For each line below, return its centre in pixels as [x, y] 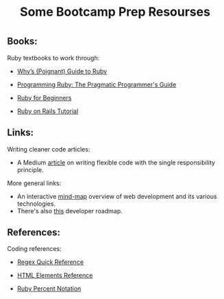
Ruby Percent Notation [49, 289]
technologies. [36, 204]
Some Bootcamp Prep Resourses [115, 12]
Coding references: [34, 249]
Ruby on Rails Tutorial [48, 111]
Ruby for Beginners [44, 97]
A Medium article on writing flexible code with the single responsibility [116, 163]
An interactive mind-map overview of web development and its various [117, 196]
